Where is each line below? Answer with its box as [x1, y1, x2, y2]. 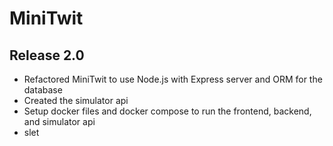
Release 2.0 [9, 47, 85, 64]
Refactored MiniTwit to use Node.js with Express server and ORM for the [23, 73, 323, 85]
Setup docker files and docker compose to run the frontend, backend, [23, 105, 312, 117]
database [23, 84, 63, 96]
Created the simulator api [23, 95, 129, 106]
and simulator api [23, 116, 96, 127]
